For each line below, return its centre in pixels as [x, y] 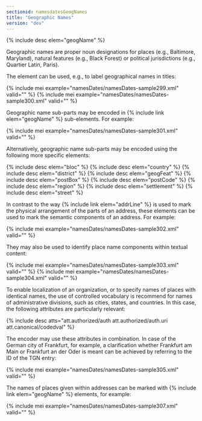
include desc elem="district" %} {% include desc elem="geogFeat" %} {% [99, 173]
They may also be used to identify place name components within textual [97, 247]
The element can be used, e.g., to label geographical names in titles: [91, 77]
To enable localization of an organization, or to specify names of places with [101, 290]
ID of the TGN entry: [31, 358]
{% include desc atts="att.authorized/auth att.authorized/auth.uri [87, 321]
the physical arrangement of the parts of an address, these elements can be [101, 211]
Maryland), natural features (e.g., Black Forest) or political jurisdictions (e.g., [101, 59]
